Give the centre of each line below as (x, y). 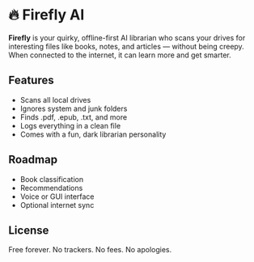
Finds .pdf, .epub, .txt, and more (74, 117)
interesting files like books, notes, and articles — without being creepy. (126, 46)
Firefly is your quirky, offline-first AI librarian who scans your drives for (127, 37)
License (29, 230)
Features (31, 80)
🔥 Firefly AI (47, 15)
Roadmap (33, 160)
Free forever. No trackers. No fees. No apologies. (90, 250)
